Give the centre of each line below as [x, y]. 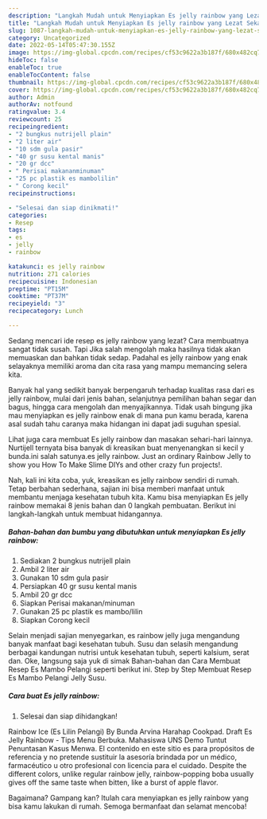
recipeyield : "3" [37, 304]
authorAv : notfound [41, 104]
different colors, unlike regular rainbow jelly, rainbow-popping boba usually [131, 774]
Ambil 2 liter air [44, 569]
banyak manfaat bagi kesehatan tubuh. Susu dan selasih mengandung [123, 644]
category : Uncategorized [49, 38]
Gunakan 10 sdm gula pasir [64, 578]
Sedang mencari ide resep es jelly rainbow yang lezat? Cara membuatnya [128, 340]
